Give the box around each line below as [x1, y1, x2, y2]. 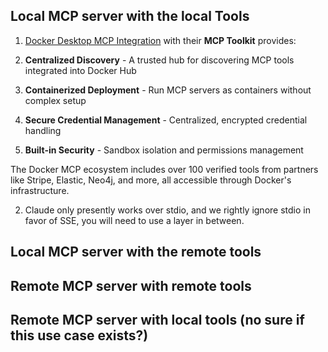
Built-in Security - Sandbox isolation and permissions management [24, 144, 304, 156]
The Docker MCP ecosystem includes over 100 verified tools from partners [10, 163, 319, 175]
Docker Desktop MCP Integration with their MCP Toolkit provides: [24, 34, 297, 46]
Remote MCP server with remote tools [10, 277, 252, 294]
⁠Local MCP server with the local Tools [10, 8, 250, 25]
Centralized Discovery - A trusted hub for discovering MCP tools [24, 54, 295, 66]
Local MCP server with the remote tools [10, 244, 262, 261]
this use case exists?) [10, 327, 149, 344]
